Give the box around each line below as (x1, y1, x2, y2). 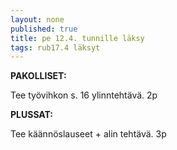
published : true (10, 24, 78, 34)
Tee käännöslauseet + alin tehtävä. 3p (10, 128, 167, 140)
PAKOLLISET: (10, 70, 67, 82)
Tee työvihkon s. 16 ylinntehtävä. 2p (10, 89, 158, 101)
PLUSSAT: (10, 109, 54, 121)
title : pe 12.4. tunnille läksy (10, 33, 145, 43)
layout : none (10, 14, 65, 25)
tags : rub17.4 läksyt (10, 42, 101, 53)
